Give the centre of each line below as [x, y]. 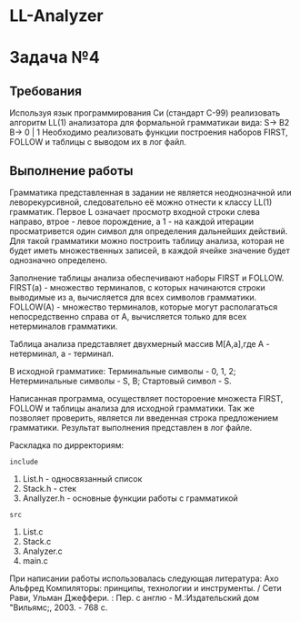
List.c [33, 532]
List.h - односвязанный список [82, 479]
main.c [35, 561]
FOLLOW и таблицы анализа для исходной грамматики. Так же [132, 408]
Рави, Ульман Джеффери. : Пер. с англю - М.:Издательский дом [135, 598]
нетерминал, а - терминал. [62, 353]
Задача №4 [55, 58]
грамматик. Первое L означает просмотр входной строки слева [135, 212]
